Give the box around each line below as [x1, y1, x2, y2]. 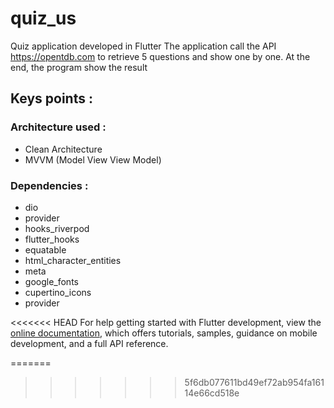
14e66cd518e [184, 387, 240, 399]
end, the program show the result [10, 61, 148, 73]
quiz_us [10, 7, 77, 30]
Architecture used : [10, 120, 107, 134]
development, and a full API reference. [10, 337, 169, 349]
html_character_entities [24, 254, 122, 266]
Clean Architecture [24, 143, 103, 155]
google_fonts [24, 275, 79, 287]
